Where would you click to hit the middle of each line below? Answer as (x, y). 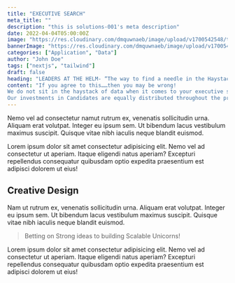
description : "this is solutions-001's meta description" (93, 27)
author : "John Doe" (36, 59)
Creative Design (43, 190)
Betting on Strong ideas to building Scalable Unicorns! (102, 235)
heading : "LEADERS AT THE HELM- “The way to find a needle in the (106, 79)
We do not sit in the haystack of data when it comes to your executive (115, 92)
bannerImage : (26, 46)
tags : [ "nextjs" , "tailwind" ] (51, 66)
